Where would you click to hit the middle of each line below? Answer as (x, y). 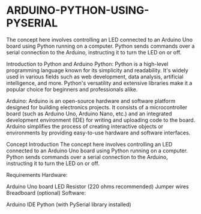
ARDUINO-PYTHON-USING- (78, 10)
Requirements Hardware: (37, 175)
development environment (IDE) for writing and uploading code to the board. (101, 120)
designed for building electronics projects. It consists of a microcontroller (97, 107)
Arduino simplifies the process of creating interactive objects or (85, 126)
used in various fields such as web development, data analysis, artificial (95, 77)
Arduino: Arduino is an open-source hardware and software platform (91, 101)
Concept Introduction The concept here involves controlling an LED (89, 144)
